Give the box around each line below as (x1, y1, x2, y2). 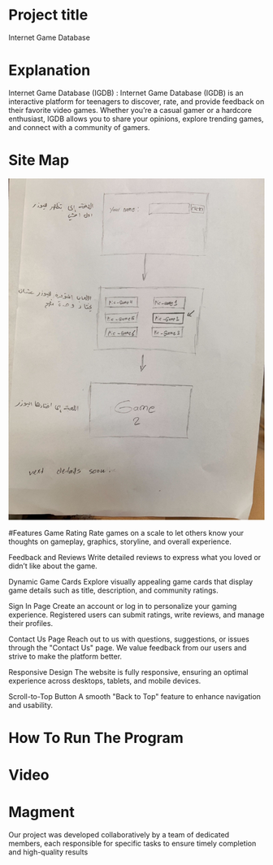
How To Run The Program (8, 729, 184, 747)
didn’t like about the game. (8, 561, 97, 571)
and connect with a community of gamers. (8, 122, 150, 132)
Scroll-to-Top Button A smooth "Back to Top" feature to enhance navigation (8, 691, 262, 701)
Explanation (8, 61, 91, 80)
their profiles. (8, 618, 54, 628)
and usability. (8, 700, 54, 710)
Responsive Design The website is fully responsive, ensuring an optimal (8, 667, 249, 676)
